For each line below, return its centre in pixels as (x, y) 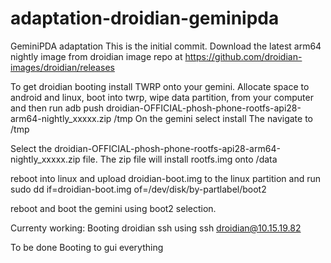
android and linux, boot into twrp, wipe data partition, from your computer (162, 97)
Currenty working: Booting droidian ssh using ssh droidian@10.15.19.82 (156, 228)
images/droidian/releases (62, 67)
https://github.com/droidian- (243, 56)
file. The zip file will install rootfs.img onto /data (180, 159)
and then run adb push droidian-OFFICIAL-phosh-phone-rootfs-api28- (156, 108)
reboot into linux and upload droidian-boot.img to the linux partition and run (166, 178)
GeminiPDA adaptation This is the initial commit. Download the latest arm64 (166, 46)
